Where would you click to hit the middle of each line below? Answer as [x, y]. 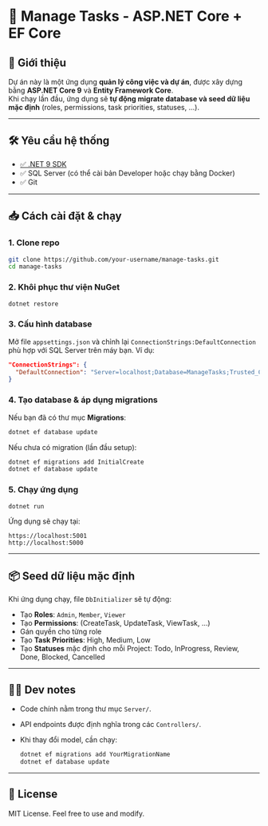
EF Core [35, 33]
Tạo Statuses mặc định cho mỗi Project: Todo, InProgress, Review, [129, 649]
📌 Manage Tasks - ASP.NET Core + [125, 16]
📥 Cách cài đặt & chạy [65, 216]
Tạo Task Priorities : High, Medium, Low [85, 640]
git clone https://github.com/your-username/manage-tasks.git [114, 259]
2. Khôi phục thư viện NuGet [64, 287]
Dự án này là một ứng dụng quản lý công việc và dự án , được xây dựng [126, 82]
